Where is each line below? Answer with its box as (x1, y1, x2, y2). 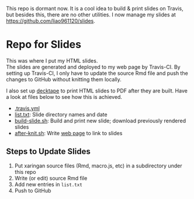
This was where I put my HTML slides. (6, 57, 98, 64)
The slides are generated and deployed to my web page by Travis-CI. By (6, 63, 181, 70)
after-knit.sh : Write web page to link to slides (14, 129, 123, 136)
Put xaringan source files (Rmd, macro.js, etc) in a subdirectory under (14, 162, 182, 169)
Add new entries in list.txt (14, 181, 83, 188)
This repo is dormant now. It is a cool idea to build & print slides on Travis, (6, 5, 183, 12)
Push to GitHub (14, 187, 51, 194)
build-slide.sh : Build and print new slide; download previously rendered (14, 117, 186, 124)
